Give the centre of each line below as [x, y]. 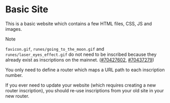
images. [14, 29]
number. [14, 75]
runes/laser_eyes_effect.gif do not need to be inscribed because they [81, 54]
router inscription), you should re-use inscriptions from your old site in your [84, 90]
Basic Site [27, 9]
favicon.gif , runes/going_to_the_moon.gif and [55, 49]
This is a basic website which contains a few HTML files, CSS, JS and [79, 24]
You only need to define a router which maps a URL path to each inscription [85, 70]
